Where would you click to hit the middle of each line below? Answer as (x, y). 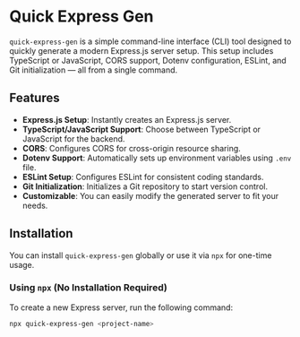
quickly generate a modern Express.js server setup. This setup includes (141, 50)
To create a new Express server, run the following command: (121, 307)
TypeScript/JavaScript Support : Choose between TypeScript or (141, 129)
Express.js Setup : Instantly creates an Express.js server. (127, 119)
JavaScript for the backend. (73, 138)
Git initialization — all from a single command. (94, 70)
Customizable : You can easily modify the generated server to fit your (150, 195)
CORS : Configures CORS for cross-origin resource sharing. (132, 148)
